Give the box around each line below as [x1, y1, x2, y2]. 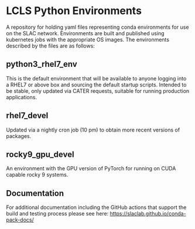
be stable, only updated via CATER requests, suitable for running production [6, 87, 190, 95]
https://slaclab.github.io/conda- [110, 210, 186, 217]
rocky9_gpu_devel [6, 149, 74, 159]
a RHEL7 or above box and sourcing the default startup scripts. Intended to [6, 81, 187, 88]
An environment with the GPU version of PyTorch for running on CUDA [6, 165, 176, 172]
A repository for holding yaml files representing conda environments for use [6, 23, 189, 31]
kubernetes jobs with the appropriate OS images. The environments [6, 36, 170, 43]
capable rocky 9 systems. [6, 171, 69, 179]
